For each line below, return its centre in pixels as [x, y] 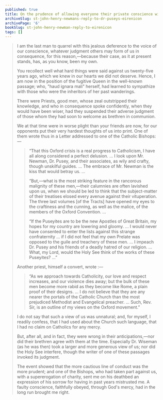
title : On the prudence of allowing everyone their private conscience [79, 14]
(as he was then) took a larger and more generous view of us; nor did [86, 347]
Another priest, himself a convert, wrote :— [60, 267]
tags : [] [14, 32]
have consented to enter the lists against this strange [82, 232]
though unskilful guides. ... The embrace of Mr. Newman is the [91, 166]
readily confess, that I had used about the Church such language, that [87, 322]
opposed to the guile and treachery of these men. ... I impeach [91, 242]
